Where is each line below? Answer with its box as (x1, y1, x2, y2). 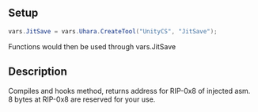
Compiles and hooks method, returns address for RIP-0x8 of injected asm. (8, 86, 251, 95)
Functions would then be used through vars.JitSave (8, 41, 176, 51)
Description (8, 65, 67, 79)
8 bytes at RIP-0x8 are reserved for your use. (8, 95, 156, 104)
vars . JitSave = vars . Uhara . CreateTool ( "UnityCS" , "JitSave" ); (8, 27, 218, 35)
